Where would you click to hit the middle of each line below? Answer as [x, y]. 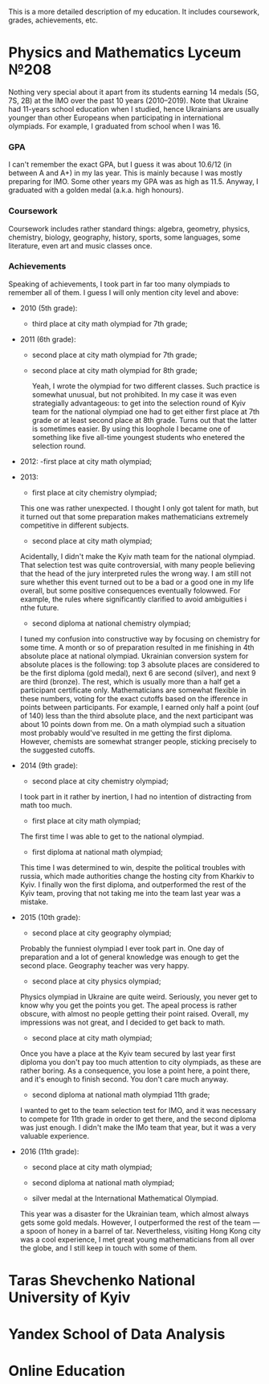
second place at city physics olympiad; [96, 981]
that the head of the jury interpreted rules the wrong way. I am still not [135, 573]
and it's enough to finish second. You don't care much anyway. [124, 1079]
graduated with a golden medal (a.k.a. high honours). [96, 190]
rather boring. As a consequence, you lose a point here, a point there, [135, 1070]
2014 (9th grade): [49, 765]
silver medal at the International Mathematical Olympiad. [125, 1198]
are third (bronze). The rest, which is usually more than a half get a [130, 681]
